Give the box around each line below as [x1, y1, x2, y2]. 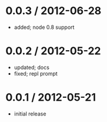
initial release [14, 110, 46, 117]
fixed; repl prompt [14, 70, 58, 77]
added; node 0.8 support [14, 24, 75, 31]
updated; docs [14, 64, 49, 71]
